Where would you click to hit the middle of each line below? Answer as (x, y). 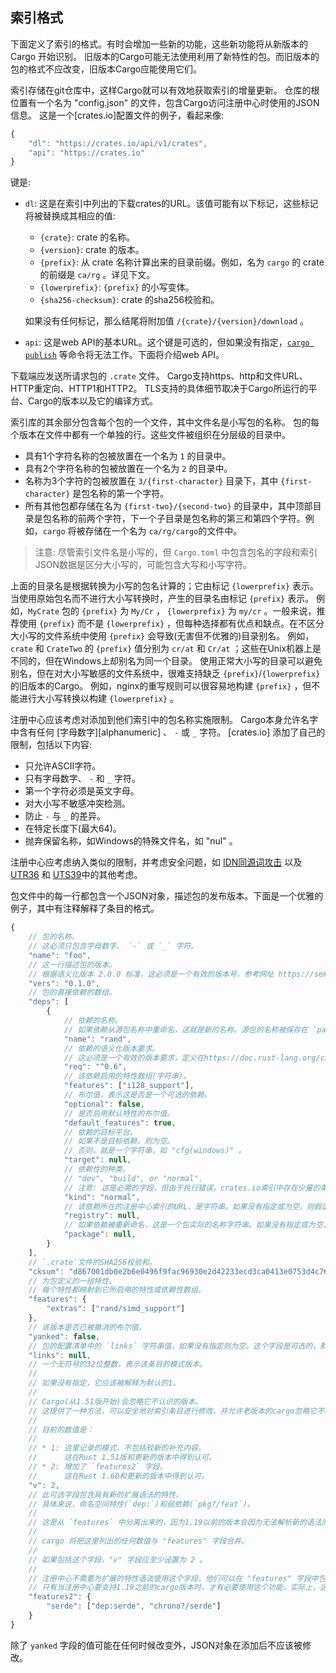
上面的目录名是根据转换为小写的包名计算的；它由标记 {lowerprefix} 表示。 (164, 586)
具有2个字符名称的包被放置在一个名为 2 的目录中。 (128, 469)
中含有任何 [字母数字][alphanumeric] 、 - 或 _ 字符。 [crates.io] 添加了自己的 (168, 732)
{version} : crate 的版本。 (92, 250)
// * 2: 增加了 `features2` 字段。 (98, 1467)
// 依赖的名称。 (93, 1021)
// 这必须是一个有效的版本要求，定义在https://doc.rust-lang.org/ (192, 1058)
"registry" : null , (102, 1216)
